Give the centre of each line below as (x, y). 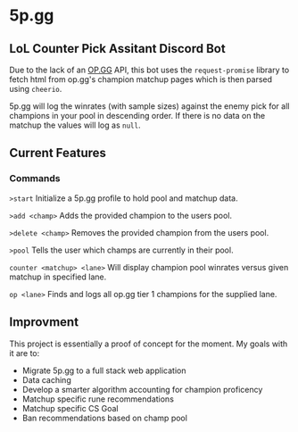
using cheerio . (36, 89)
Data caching (46, 379)
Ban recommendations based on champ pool (104, 418)
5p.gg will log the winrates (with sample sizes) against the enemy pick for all (149, 106)
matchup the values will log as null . (75, 125)
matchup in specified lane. (58, 277)
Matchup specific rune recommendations (98, 399)
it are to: (25, 353)
